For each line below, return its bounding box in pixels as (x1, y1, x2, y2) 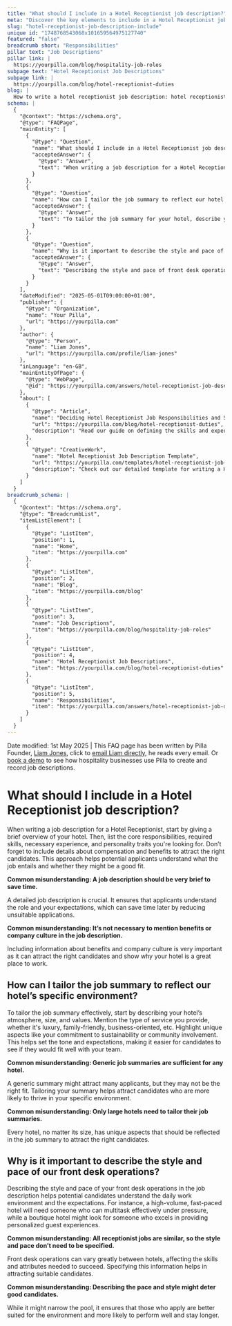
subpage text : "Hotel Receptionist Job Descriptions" (7, 68, 166, 75)
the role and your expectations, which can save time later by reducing (7, 903, 206, 911)
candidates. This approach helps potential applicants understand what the (7, 854, 219, 863)
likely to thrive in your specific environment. (7, 1093, 132, 1102)
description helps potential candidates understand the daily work (7, 1191, 192, 1200)
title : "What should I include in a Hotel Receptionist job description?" (7, 10, 227, 17)
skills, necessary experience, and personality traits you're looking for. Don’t (7, 839, 222, 848)
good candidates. (7, 1290, 59, 1298)
